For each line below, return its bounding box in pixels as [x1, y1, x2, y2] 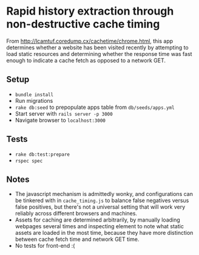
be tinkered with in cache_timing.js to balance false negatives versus [15, 197, 189, 204]
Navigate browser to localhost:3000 [15, 116, 106, 124]
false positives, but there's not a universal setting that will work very [15, 203, 186, 211]
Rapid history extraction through [6, 4, 174, 18]
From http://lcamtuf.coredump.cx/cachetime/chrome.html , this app [6, 37, 174, 44]
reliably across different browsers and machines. [15, 210, 138, 217]
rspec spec [15, 158, 43, 164]
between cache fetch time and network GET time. [15, 236, 140, 243]
